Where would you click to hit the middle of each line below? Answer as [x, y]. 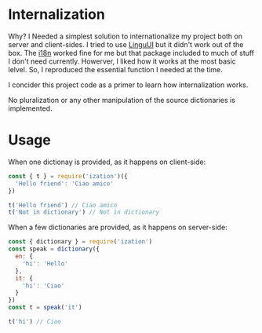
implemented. [30, 108]
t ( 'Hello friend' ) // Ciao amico [63, 205]
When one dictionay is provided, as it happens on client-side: [107, 162]
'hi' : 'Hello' [45, 263]
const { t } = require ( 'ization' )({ [68, 176]
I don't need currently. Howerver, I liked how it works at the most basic [122, 61]
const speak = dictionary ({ [54, 249]
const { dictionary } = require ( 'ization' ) [80, 242]
